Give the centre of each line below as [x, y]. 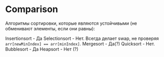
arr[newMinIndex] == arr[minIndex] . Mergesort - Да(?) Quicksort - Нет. [80, 43]
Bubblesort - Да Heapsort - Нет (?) [42, 49]
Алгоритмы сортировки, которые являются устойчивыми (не [71, 23]
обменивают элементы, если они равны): [50, 28]
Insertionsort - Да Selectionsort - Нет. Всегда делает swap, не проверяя [82, 38]
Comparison [32, 9]
